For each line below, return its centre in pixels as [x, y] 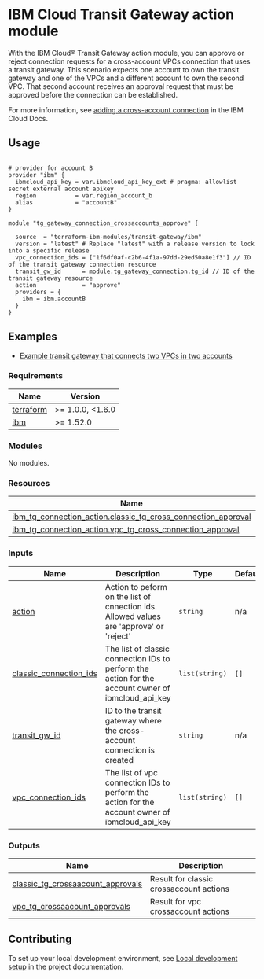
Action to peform [136, 587]
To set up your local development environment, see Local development [123, 958]
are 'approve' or [134, 626]
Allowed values [133, 616]
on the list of [128, 597]
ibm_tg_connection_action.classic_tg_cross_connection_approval [132, 517]
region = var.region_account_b [84, 195]
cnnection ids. [131, 606]
